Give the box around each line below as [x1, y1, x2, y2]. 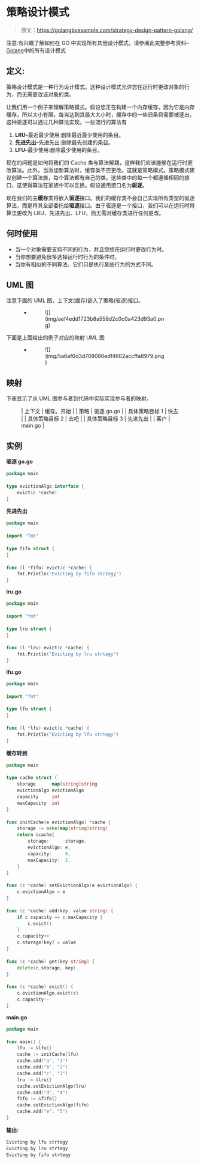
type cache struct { [6, 775, 58, 781]
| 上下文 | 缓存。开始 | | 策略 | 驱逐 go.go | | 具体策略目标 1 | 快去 [21, 408, 178, 415]
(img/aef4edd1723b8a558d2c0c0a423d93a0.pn [44, 315, 165, 323]
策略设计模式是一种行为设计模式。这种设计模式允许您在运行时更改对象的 [6, 83, 184, 90]
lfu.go [6, 668, 22, 676]
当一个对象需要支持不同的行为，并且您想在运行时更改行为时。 [14, 246, 167, 253]
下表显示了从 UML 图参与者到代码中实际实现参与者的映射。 [6, 395, 152, 402]
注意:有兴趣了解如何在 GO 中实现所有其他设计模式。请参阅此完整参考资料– [6, 39, 190, 46]
